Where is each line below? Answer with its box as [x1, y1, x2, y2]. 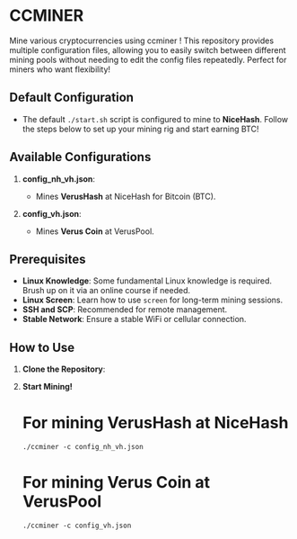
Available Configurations [9, 149, 152, 165]
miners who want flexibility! [9, 64, 110, 75]
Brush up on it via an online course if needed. [22, 285, 191, 296]
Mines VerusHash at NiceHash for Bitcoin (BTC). [35, 191, 216, 202]
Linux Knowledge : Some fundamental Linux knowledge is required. [22, 275, 272, 286]
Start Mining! [22, 382, 74, 392]
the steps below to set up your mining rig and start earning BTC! [22, 123, 259, 134]
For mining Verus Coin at [22, 472, 211, 493]
